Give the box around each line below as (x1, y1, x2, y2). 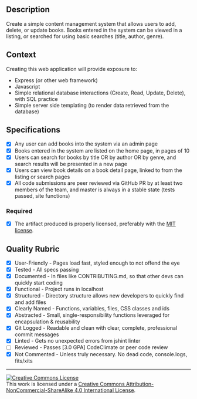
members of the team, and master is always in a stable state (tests (14, 186, 175, 193)
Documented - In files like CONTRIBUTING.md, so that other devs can (14, 273, 184, 280)
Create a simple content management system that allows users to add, (6, 20, 176, 27)
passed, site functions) (14, 192, 70, 199)
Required (6, 207, 33, 215)
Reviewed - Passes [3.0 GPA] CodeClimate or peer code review (14, 344, 168, 351)
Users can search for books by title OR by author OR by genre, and (14, 154, 176, 161)
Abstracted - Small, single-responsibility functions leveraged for (14, 312, 170, 319)
